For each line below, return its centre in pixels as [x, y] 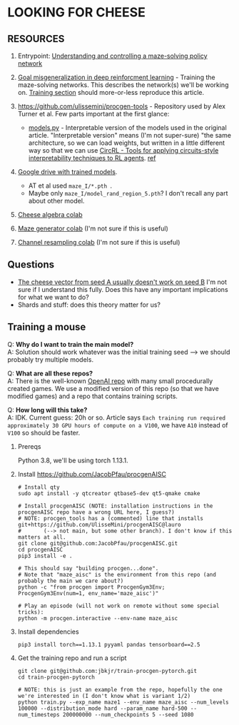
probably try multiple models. [51, 359]
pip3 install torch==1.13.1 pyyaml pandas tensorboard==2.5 [109, 644]
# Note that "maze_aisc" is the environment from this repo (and [117, 574]
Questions [31, 265]
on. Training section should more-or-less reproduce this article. [111, 92]
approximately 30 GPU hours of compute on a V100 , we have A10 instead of [118, 425]
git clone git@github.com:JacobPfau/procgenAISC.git [98, 543]
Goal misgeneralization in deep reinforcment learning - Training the [116, 77]
